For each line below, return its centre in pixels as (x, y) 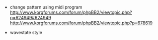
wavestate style (26, 32)
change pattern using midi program (46, 7)
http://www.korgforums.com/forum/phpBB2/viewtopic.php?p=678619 (81, 23)
